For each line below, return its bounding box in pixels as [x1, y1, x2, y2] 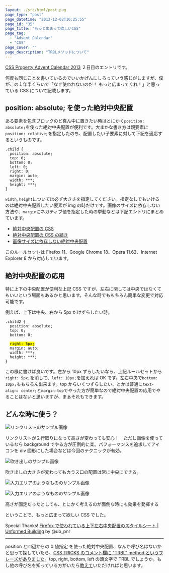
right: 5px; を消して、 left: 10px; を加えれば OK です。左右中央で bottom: [5, 375, 158, 381]
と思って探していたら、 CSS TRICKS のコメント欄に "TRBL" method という [5, 549, 159, 555]
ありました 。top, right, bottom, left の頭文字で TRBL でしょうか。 [22, 556, 157, 562]
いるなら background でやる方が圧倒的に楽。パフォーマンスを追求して [5, 441, 152, 447]
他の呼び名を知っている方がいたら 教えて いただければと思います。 [9, 562, 146, 568]
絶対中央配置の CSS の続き [12, 232, 68, 238]
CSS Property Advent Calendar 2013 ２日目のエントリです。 [5, 64, 130, 70]
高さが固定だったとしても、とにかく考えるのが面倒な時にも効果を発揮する [5, 501, 159, 507]
